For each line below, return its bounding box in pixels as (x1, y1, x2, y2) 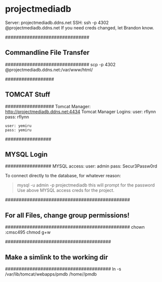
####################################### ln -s (5, 266, 121, 272)
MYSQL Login (5, 150, 48, 159)
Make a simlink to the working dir (5, 253, 108, 261)
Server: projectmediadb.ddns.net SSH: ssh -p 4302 (5, 20, 109, 25)
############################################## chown (5, 224, 145, 230)
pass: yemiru (5, 127, 32, 133)
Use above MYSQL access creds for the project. (17, 188, 115, 193)
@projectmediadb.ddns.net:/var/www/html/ (5, 67, 93, 72)
